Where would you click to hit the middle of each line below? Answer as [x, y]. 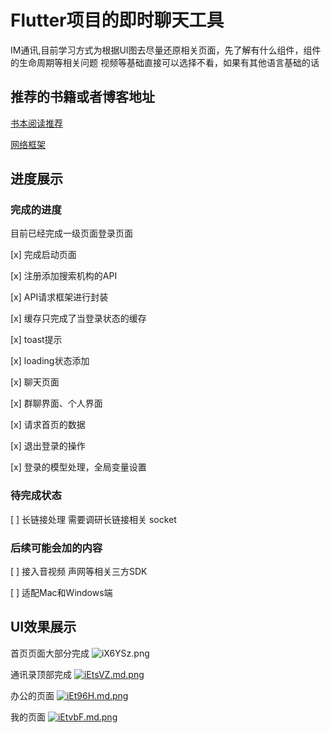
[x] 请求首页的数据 [48, 425]
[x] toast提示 [36, 340]
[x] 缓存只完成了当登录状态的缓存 [78, 318]
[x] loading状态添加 [50, 361]
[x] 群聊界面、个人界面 [56, 403]
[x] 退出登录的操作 [48, 446]
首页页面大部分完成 [50, 653]
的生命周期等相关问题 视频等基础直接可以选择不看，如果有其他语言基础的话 [165, 62]
